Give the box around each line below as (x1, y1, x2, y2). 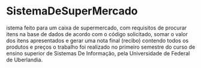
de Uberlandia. (6, 56, 43, 63)
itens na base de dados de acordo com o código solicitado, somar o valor (6, 30, 188, 37)
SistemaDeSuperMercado (6, 4, 138, 18)
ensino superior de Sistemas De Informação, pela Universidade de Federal (6, 49, 190, 57)
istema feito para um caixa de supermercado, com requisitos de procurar (6, 24, 187, 31)
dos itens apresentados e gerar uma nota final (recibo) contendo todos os (6, 37, 189, 44)
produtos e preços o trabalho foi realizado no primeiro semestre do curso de (6, 43, 196, 51)
